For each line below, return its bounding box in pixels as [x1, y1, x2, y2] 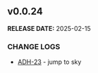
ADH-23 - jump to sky [17, 58, 82, 66]
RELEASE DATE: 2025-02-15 [7, 24, 92, 32]
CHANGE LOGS [7, 41, 61, 51]
